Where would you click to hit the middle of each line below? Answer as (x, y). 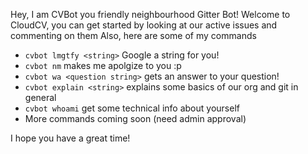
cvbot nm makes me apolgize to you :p (103, 65)
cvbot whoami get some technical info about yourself (132, 108)
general (40, 97)
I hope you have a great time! (70, 138)
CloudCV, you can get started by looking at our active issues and (144, 25)
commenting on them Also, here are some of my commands (133, 35)
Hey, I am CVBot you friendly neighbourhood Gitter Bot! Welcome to (150, 14)
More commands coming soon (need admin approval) (135, 118)
